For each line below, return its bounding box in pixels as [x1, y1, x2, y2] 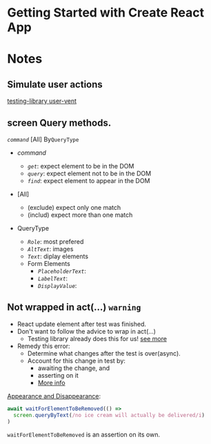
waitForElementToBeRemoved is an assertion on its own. [7, 430, 161, 439]
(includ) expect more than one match [27, 211, 133, 219]
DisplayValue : [37, 282, 77, 289]
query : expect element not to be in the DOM [27, 169, 152, 177]
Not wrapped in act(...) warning [7, 302, 141, 313]
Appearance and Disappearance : [7, 392, 101, 400]
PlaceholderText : [37, 267, 86, 275]
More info [37, 378, 66, 387]
